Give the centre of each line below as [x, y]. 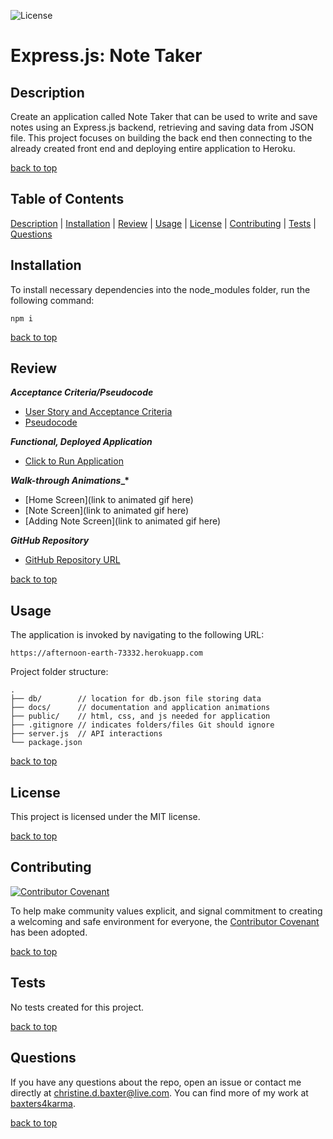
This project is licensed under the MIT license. [105, 817]
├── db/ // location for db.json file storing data [136, 699]
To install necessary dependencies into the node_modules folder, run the [160, 289]
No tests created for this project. [77, 1007]
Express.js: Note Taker [106, 56]
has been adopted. [49, 932]
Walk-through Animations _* [70, 481]
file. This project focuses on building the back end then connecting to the [161, 138]
